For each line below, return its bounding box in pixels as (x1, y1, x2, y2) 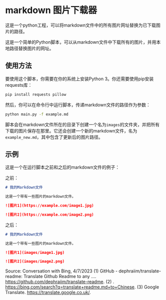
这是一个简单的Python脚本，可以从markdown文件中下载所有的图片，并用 (5, 39, 156, 45)
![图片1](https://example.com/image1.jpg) (5, 203, 94, 208)
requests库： (5, 82, 33, 88)
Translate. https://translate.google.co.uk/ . (5, 289, 92, 295)
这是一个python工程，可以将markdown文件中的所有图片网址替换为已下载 (5, 22, 156, 28)
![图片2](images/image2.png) (5, 259, 65, 264)
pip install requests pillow (5, 92, 66, 97)
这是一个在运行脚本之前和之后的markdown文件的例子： (5, 164, 120, 171)
